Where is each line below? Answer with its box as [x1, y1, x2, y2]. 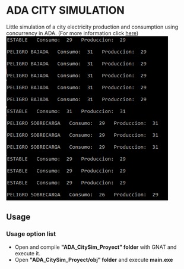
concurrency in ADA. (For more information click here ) [6, 29, 139, 36]
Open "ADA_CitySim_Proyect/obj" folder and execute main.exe [14, 256, 173, 263]
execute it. [14, 249, 40, 257]
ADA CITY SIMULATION [6, 4, 125, 17]
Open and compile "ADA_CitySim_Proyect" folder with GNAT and [14, 243, 177, 251]
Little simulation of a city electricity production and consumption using [6, 23, 179, 30]
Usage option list [6, 230, 56, 238]
